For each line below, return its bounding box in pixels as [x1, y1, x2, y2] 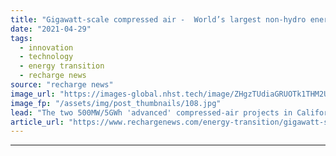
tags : [10, 33, 33, 43]
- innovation [19, 42, 74, 53]
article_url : [10, 117, 65, 127]
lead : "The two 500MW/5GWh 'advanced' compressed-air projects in [10, 107, 293, 118]
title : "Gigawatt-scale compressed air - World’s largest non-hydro [10, 14, 307, 25]
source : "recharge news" [10, 80, 114, 90]
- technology [19, 52, 74, 62]
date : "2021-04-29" [10, 24, 92, 34]
